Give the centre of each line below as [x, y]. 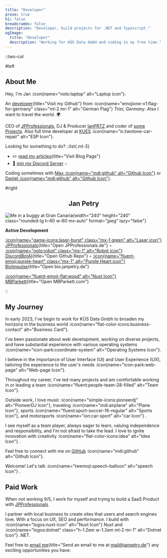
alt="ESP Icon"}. [37, 136]
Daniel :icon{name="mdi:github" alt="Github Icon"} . [58, 178]
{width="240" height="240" [102, 215]
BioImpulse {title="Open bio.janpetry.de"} [47, 267]
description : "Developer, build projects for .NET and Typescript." [78, 28]
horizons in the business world [37, 324]
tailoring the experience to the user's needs [50, 365]
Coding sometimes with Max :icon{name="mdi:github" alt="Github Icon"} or [83, 173]
